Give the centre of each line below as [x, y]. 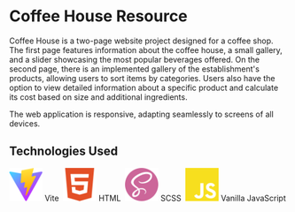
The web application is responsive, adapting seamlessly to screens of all [142, 114]
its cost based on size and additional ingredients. [98, 97]
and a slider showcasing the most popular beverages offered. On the [135, 59]
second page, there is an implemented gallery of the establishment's [134, 69]
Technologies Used [63, 151]
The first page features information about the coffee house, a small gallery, [146, 49]
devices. [25, 123]
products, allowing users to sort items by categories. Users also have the [142, 78]
